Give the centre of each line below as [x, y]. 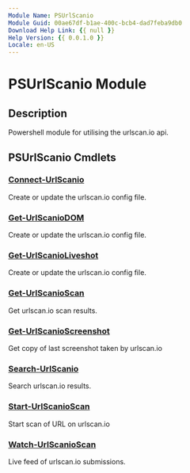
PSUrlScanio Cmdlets [62, 157]
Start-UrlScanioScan [49, 406]
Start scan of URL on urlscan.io [59, 424]
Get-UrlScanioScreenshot [59, 331]
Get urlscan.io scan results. [53, 311]
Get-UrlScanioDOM [46, 217]
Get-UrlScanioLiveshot [53, 256]
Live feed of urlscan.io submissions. [67, 461]
